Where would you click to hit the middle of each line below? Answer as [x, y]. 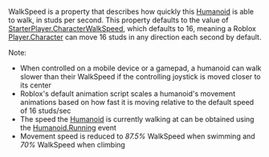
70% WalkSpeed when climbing [73, 145]
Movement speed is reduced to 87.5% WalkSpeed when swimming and [137, 136]
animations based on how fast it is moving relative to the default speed [137, 102]
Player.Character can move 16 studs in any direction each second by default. [135, 37]
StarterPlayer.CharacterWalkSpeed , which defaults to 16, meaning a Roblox [132, 28]
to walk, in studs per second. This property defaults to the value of [118, 20]
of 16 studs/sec [45, 111]
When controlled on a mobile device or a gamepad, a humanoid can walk [141, 68]
